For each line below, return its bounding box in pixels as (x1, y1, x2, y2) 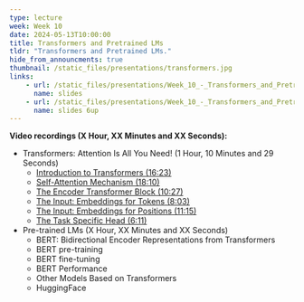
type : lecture (9, 13, 63, 23)
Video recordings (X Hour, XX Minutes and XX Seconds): (9, 130, 228, 141)
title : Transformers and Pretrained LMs (9, 38, 165, 48)
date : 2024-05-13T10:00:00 (9, 30, 111, 39)
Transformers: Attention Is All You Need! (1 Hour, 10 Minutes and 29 (22, 148, 274, 159)
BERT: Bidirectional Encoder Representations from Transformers (35, 234, 276, 245)
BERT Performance (35, 263, 108, 274)
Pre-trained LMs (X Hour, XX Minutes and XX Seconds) (22, 225, 229, 236)
